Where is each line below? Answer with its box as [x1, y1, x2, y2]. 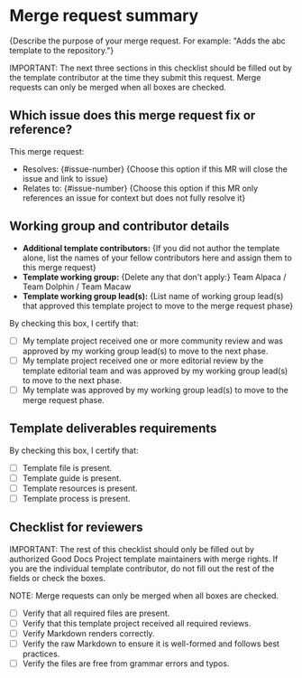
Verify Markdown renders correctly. [22, 627, 155, 638]
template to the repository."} [9, 44, 114, 55]
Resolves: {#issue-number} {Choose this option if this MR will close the [22, 164, 288, 174]
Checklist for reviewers [9, 520, 143, 535]
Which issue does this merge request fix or [9, 108, 256, 123]
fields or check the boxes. [9, 572, 106, 583]
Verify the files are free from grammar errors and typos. [22, 657, 230, 669]
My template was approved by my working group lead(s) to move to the [22, 384, 288, 395]
